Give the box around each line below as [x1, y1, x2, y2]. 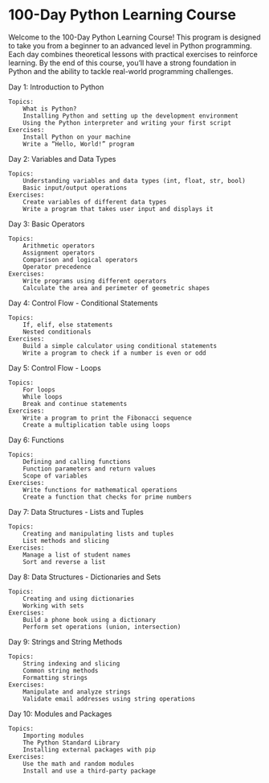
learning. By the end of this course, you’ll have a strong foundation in [8, 58, 237, 68]
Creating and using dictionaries [22, 594, 135, 603]
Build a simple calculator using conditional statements [22, 342, 218, 350]
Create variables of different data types [22, 197, 167, 206]
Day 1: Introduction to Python [8, 82, 104, 92]
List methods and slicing [22, 536, 110, 545]
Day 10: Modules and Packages [8, 709, 112, 719]
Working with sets [22, 602, 84, 610]
